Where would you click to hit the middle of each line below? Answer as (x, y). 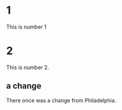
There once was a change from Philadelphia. (61, 100)
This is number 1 (26, 27)
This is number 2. (28, 67)
